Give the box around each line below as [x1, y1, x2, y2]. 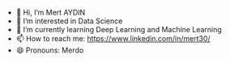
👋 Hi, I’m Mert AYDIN [15, 8, 86, 17]
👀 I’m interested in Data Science [15, 16, 123, 26]
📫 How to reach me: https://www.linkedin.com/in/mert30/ [15, 34, 211, 43]
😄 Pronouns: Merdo [15, 45, 84, 55]
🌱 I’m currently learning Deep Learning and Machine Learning [15, 25, 223, 34]
